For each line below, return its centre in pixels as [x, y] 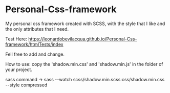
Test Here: [16, 39]
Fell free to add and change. [35, 54]
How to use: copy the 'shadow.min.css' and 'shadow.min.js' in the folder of [84, 64]
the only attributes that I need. [37, 29]
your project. [19, 69]
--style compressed [26, 85]
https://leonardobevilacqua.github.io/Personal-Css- [82, 39]
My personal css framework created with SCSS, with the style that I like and [85, 24]
